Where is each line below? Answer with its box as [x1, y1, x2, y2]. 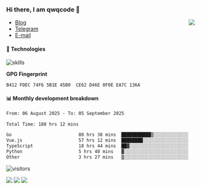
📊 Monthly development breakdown [6, 95, 99, 102]
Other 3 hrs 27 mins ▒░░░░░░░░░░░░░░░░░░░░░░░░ [6, 154, 188, 160]
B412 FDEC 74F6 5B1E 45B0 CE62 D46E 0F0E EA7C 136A [6, 82, 141, 88]
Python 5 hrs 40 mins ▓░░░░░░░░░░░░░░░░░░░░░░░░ [6, 149, 188, 155]
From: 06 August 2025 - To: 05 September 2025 [6, 110, 124, 116]
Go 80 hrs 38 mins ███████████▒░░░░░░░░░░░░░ [6, 132, 188, 138]
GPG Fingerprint [6, 70, 48, 77]
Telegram [14, 25, 39, 32]
